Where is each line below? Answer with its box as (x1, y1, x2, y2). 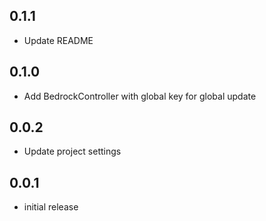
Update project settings (23, 145, 122, 158)
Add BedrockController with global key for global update (23, 90, 257, 102)
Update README (23, 34, 94, 46)
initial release (23, 201, 79, 213)
